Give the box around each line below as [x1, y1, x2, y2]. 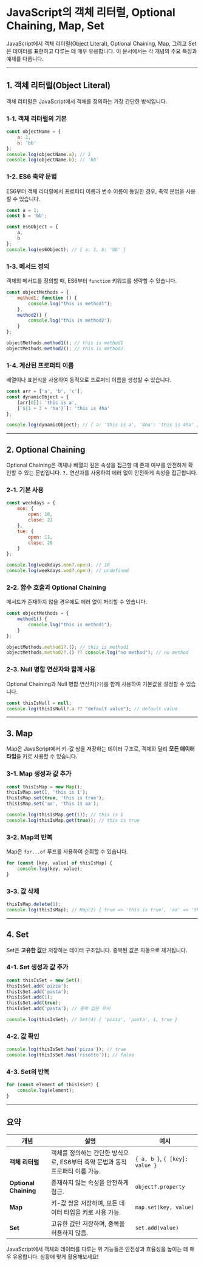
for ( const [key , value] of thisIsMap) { [6, 860, 113, 866]
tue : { [17, 528, 34, 534]
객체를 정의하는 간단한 [51, 1148, 110, 1157]
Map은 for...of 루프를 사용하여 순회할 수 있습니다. [6, 848, 129, 855]
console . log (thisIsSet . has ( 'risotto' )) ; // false [6, 1052, 135, 1058]
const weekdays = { [6, 500, 56, 506]
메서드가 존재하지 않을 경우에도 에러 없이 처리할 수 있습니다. [6, 598, 148, 606]
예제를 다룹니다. [6, 55, 44, 62]
